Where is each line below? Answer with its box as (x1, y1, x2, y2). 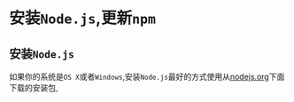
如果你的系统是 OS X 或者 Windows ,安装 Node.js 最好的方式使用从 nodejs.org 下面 (9, 72, 285, 82)
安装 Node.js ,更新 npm (9, 8, 157, 28)
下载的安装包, (9, 82, 59, 93)
